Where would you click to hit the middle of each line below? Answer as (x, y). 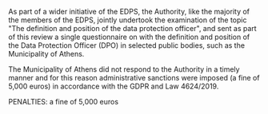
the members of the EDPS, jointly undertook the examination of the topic (128, 20)
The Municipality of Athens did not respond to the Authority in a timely (124, 69)
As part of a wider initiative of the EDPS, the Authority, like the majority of (129, 12)
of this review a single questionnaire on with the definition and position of (129, 37)
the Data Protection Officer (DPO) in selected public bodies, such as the (127, 45)
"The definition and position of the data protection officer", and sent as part (133, 28)
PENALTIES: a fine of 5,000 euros (63, 102)
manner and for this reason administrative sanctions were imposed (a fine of (134, 78)
